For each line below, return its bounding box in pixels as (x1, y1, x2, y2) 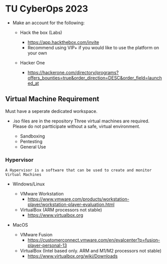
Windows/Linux (12, 181, 45, 187)
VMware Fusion (20, 232, 53, 238)
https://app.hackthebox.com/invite (27, 39, 100, 45)
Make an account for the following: (12, 20, 85, 26)
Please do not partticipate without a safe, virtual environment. (12, 123, 141, 129)
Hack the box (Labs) (20, 29, 62, 35)
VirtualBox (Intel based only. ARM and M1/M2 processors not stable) (20, 248, 162, 254)
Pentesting (20, 138, 43, 144)
